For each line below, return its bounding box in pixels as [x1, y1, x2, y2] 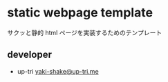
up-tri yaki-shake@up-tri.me [17, 67, 99, 75]
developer [7, 49, 52, 61]
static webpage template [7, 5, 153, 21]
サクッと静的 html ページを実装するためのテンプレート [7, 28, 162, 37]
